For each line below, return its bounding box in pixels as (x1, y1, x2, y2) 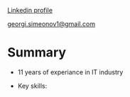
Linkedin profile (7, 6, 53, 14)
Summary (7, 45, 66, 61)
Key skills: (17, 81, 48, 90)
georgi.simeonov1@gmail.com (7, 20, 96, 28)
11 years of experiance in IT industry (17, 67, 124, 76)
